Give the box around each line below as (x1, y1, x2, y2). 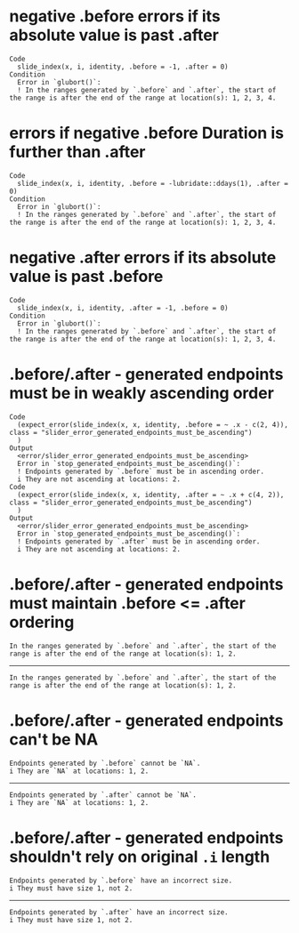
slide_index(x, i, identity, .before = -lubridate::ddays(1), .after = (17, 179, 289, 188)
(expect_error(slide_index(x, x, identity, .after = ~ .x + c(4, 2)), (17, 490, 285, 499)
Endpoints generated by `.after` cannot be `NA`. (9, 790, 198, 800)
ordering (9, 612, 75, 632)
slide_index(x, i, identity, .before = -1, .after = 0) (17, 62, 229, 71)
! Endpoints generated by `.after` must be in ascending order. (17, 536, 261, 546)
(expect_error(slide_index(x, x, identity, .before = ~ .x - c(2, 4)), (17, 420, 289, 429)
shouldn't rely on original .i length (9, 847, 271, 866)
